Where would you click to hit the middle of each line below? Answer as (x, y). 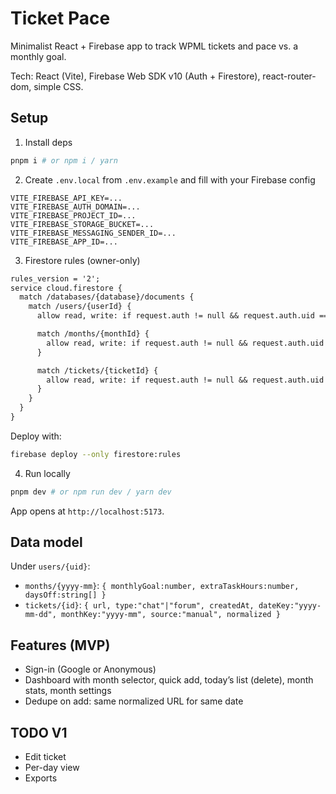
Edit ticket (45, 757)
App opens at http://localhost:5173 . (87, 511)
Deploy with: (36, 436)
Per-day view (52, 768)
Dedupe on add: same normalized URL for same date (134, 701)
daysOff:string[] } (65, 595)
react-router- (289, 76)
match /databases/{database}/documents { (107, 297)
